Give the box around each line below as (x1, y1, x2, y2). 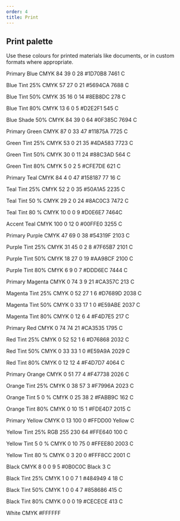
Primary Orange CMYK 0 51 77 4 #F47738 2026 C (6, 371, 129, 378)
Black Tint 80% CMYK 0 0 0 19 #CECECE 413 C (6, 498, 123, 505)
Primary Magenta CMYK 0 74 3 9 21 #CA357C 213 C (6, 278, 135, 285)
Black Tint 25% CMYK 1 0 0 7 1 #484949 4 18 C (6, 475, 123, 482)
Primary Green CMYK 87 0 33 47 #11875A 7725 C (6, 128, 128, 135)
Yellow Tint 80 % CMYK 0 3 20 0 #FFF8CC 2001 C (6, 452, 131, 459)
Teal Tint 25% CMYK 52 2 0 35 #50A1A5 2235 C (6, 186, 125, 193)
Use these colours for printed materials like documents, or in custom (6, 52, 175, 60)
